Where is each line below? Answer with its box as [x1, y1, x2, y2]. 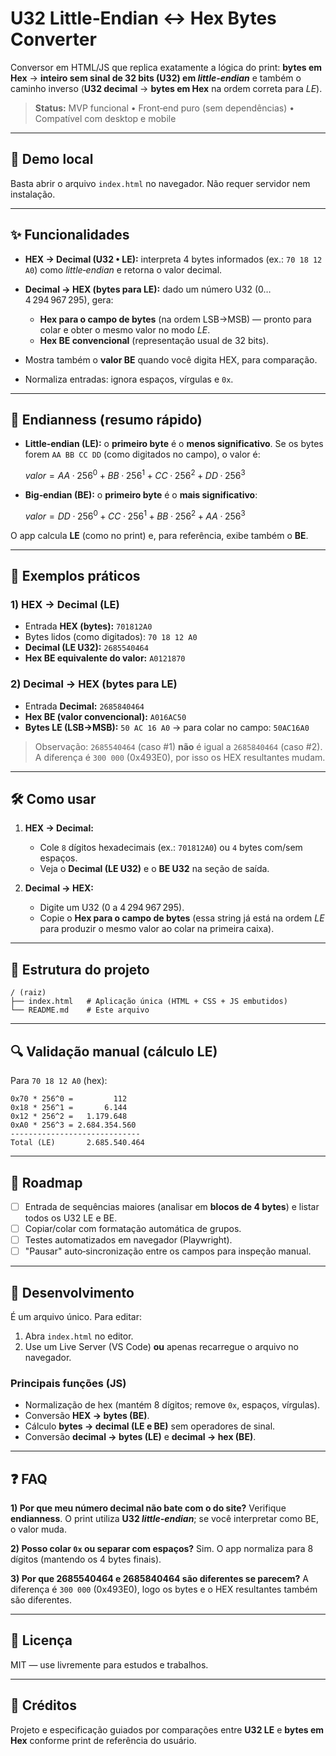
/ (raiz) [10, 988, 47, 998]
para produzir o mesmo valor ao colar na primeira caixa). [39, 923, 275, 935]
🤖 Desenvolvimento [10, 1284, 135, 1301]
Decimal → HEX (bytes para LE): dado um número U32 [24, 283, 253, 295]
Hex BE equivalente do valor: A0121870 [24, 652, 186, 664]
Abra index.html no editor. [24, 1330, 134, 1342]
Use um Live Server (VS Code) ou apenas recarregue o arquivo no [24, 1340, 299, 1352]
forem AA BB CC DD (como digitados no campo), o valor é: [24, 448, 261, 461]
